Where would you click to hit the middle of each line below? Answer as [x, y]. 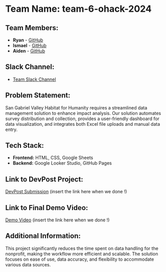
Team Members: [32, 28]
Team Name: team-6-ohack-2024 [78, 9]
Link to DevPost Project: [44, 179]
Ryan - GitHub [28, 40]
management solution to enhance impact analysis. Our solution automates [83, 113]
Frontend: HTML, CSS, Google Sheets [53, 158]
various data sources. [28, 264]
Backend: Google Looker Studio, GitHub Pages [62, 163]
